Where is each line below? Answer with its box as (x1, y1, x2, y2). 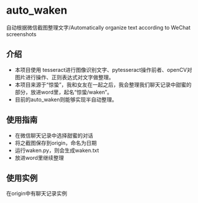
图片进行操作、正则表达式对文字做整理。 (14, 74, 114, 81)
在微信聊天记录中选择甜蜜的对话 (14, 132, 93, 139)
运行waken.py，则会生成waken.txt (14, 147, 99, 154)
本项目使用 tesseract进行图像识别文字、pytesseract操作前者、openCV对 (14, 66, 192, 73)
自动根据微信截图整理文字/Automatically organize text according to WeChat (6, 24, 191, 31)
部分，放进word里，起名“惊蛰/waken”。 (14, 88, 113, 96)
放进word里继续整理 (14, 154, 64, 161)
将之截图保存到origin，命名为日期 (14, 139, 97, 146)
